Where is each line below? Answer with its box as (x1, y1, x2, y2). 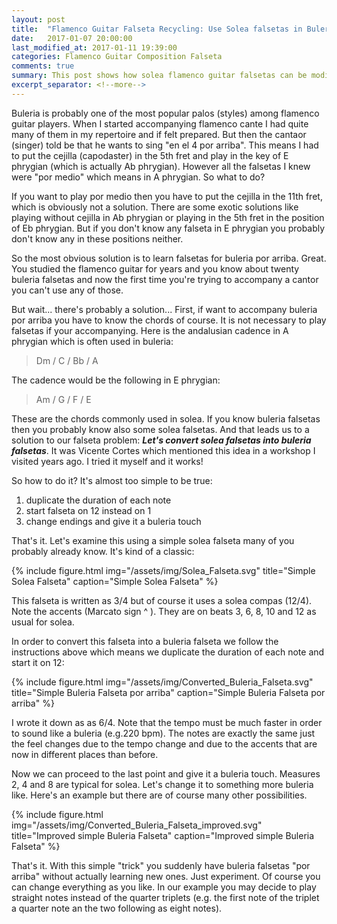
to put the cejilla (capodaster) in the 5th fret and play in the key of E (11, 149, 289, 161)
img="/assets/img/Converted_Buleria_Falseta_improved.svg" (11, 819, 263, 831)
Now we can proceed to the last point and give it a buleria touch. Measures (11, 767, 321, 780)
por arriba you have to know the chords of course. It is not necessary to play (11, 314, 327, 326)
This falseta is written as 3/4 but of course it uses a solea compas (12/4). (11, 594, 313, 606)
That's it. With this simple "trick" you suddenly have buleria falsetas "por (11, 859, 311, 871)
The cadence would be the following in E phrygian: (11, 374, 221, 386)
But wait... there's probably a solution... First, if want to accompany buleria (11, 303, 318, 315)
